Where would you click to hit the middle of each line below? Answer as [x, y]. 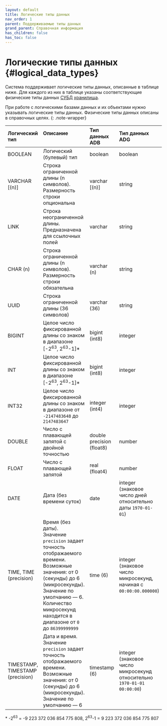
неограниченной [63, 217]
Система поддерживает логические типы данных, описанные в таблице [82, 87]
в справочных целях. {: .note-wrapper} [46, 117]
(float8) [98, 448]
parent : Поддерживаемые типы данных [43, 24]
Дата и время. [60, 637]
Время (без [57, 522]
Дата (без [55, 495]
